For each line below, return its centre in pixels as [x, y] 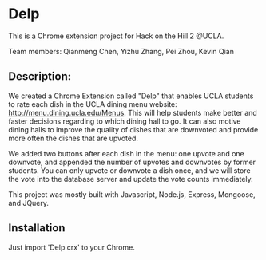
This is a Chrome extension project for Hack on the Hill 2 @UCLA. [116, 36]
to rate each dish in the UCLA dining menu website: [93, 104]
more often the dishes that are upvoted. [73, 138]
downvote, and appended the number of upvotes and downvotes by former [132, 162]
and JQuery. [29, 203]
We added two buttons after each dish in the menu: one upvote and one [127, 153]
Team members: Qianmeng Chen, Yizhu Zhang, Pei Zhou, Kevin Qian [121, 51]
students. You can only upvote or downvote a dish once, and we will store [129, 170]
